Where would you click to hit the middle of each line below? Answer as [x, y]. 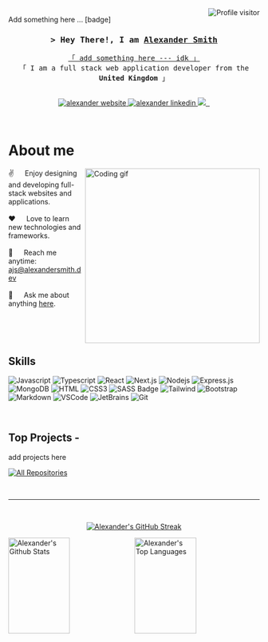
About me [41, 151]
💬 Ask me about [39, 295]
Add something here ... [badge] [60, 20]
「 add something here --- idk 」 [134, 58]
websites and [49, 193]
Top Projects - [44, 438]
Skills [22, 361]
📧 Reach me [33, 253]
